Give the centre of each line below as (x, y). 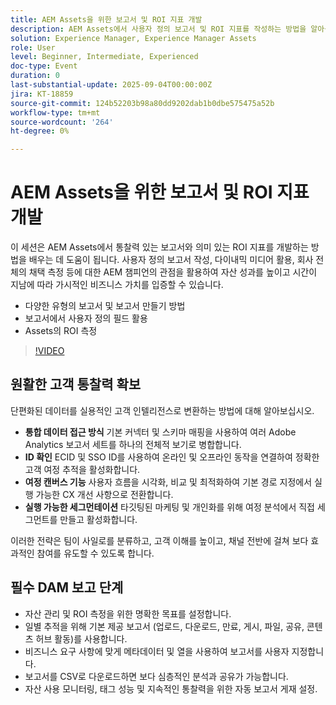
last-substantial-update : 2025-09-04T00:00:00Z (111, 85)
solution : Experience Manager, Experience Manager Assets (133, 38)
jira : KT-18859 (42, 94)
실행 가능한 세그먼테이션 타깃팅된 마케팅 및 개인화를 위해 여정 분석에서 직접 (169, 507)
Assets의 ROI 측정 (61, 331)
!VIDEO (49, 351)
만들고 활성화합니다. (98, 519)
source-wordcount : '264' (62, 122)
